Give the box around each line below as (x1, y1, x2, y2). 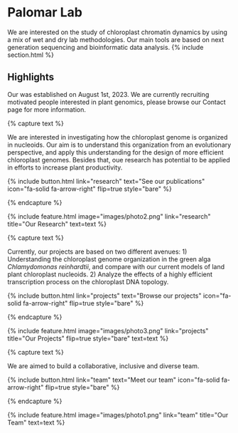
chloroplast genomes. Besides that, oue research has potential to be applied (7, 155, 231, 164)
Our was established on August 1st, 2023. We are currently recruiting (7, 90, 210, 98)
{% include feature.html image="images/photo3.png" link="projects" (7, 326, 209, 335)
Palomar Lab (7, 4, 83, 21)
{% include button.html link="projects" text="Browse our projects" (7, 291, 202, 300)
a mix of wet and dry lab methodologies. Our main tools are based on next (7, 35, 225, 43)
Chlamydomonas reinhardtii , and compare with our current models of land (7, 262, 225, 271)
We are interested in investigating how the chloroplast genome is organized (7, 132, 228, 141)
